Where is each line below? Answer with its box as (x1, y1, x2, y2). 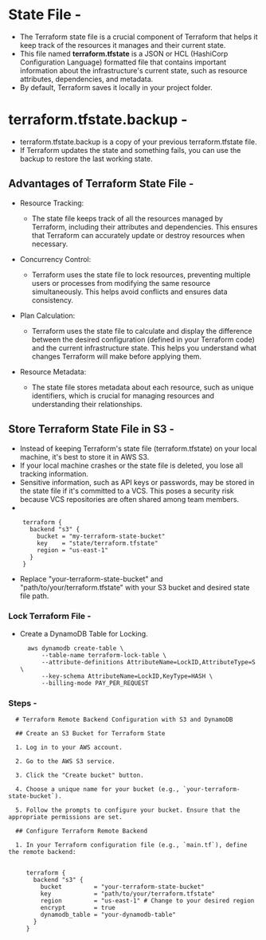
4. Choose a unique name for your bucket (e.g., (15, 785, 180, 793)
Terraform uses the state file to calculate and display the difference (31, 326, 252, 335)
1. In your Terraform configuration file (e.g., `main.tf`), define (15, 841, 248, 849)
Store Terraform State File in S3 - (8, 422, 175, 436)
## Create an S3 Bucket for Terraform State (15, 730, 166, 738)
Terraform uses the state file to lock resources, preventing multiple (31, 269, 251, 280)
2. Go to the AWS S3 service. (15, 758, 115, 766)
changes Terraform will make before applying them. (31, 351, 201, 361)
